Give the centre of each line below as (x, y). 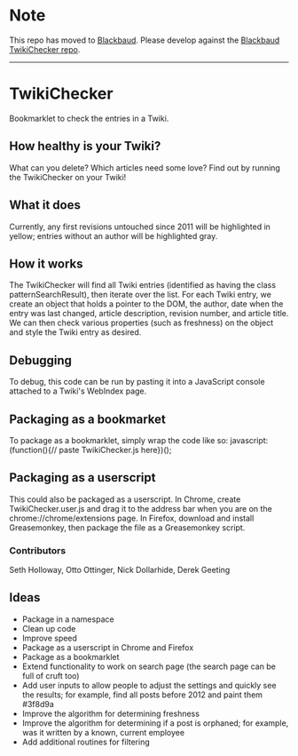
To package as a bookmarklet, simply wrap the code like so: (119, 440)
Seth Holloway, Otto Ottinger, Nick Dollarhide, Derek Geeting (120, 570)
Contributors (38, 550)
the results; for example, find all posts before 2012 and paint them (142, 695)
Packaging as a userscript (82, 477)
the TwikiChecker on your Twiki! (68, 177)
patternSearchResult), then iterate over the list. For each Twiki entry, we (141, 295)
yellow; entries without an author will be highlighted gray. (114, 235)
